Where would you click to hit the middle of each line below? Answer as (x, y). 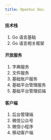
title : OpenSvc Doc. (26, 9)
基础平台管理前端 (29, 91)
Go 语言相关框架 (28, 43)
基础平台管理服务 (29, 85)
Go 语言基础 (24, 37)
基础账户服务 (25, 79)
